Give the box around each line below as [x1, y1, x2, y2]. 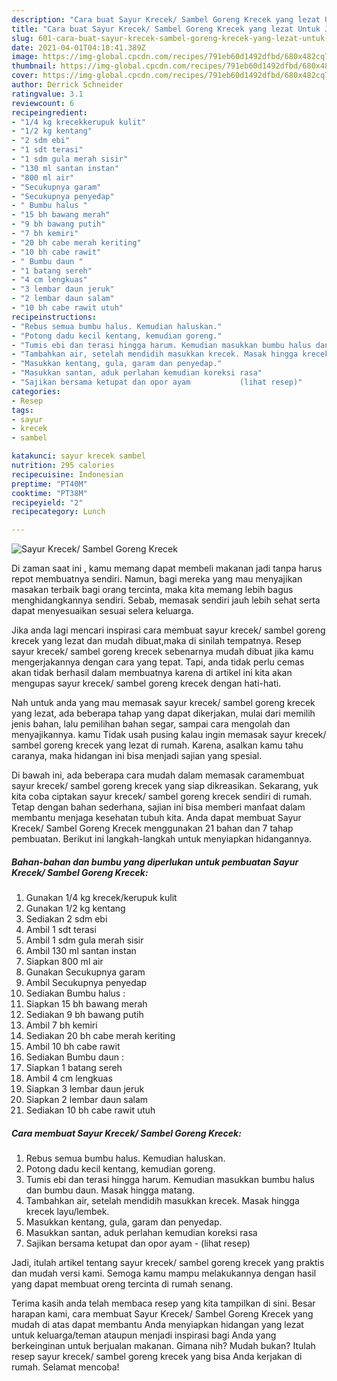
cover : [11, 71, 39, 81]
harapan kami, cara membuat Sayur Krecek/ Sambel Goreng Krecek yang [11, 1308, 314, 1320]
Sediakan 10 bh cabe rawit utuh [25, 1104, 156, 1116]
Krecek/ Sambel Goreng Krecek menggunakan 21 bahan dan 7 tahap [11, 822, 294, 835]
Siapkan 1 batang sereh [25, 1062, 123, 1074]
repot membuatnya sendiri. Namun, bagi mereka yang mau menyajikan [11, 573, 303, 585]
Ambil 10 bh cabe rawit [25, 1041, 121, 1053]
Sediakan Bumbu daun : [25, 1051, 124, 1063]
